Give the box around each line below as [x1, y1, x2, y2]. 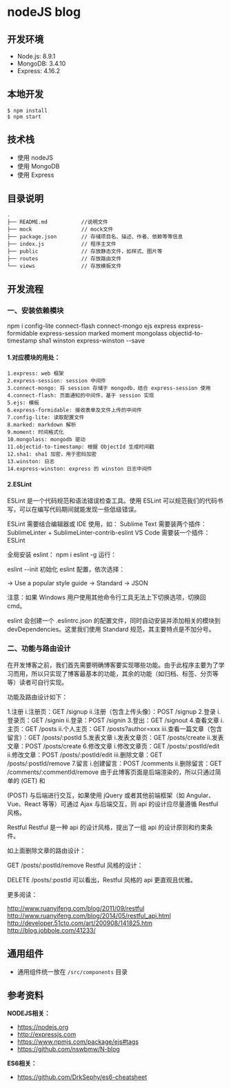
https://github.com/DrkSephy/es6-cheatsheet [17, 1073, 148, 1081]
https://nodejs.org [17, 1023, 69, 1031]
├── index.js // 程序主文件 [7, 241, 117, 248]
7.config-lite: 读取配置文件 [7, 414, 85, 421]
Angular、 [185, 791, 215, 799]
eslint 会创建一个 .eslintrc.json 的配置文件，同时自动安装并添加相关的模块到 [7, 616, 221, 625]
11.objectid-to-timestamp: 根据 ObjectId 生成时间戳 [7, 443, 154, 451]
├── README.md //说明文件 [7, 219, 108, 226]
